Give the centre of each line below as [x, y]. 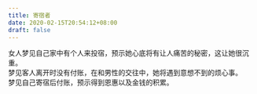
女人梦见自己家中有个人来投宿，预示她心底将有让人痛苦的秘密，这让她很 [125, 53]
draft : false [29, 30]
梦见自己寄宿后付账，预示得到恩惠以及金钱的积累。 [91, 82]
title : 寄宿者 [29, 15]
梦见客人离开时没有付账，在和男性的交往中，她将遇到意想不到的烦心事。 [125, 73]
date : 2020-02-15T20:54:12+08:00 [63, 23]
